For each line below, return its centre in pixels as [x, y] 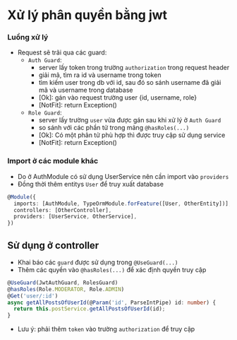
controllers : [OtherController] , [63, 210]
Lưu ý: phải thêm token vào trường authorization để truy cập [106, 329]
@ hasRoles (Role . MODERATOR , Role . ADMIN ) [66, 289]
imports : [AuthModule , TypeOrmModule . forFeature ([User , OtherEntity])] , [123, 204]
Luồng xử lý [28, 37]
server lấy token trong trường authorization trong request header [134, 68]
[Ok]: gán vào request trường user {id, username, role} [118, 98]
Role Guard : [45, 112]
